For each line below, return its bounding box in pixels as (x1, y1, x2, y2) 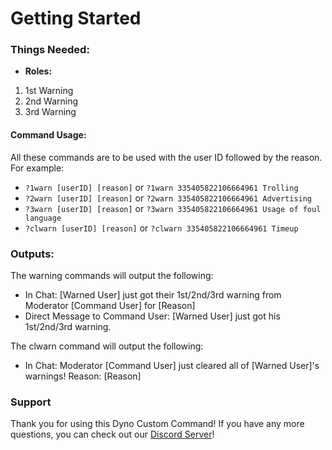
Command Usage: (10, 129, 87, 141)
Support (10, 395, 52, 409)
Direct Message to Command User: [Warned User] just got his (24, 310, 281, 322)
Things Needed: (10, 43, 90, 57)
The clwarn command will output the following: (10, 340, 204, 352)
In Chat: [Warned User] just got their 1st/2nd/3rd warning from (24, 288, 282, 301)
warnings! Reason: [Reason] (24, 370, 142, 382)
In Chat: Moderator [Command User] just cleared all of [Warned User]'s (24, 359, 320, 371)
